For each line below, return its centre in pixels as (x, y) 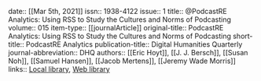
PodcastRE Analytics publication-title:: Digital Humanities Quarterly (134, 44)
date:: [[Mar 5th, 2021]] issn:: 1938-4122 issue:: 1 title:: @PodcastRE (118, 11)
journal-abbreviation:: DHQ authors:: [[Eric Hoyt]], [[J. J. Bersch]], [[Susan (128, 53)
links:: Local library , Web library (59, 69)
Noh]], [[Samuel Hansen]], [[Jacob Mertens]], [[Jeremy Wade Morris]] (122, 61)
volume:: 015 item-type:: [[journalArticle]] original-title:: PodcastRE (116, 28)
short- (243, 36)
